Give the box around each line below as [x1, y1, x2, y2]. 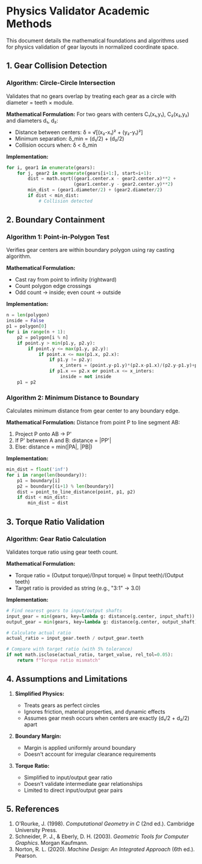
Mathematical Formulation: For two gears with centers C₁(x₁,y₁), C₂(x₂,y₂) [6, 110, 189, 118]
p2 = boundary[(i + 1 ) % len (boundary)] [17, 483, 114, 489]
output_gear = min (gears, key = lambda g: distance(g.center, [6, 619, 161, 625]
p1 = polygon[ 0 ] [6, 323, 47, 329]
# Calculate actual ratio [6, 630, 71, 636]
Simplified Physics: [14, 690, 65, 697]
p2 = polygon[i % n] [17, 334, 69, 340]
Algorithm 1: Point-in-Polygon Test [6, 233, 109, 241]
